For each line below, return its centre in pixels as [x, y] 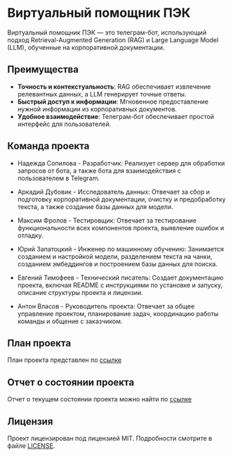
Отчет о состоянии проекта [71, 382]
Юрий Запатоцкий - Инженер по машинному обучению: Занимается [121, 249]
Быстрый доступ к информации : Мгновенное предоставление [113, 101]
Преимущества [43, 69]
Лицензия [30, 421]
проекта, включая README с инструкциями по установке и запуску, [120, 285]
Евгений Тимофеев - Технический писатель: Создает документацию [120, 277]
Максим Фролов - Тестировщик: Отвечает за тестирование [107, 220]
